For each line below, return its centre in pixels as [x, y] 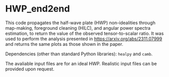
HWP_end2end [38, 9]
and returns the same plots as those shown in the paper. [64, 44]
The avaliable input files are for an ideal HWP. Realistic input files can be [81, 63]
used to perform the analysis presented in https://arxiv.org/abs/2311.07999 [84, 39]
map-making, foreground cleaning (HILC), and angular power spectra [78, 28]
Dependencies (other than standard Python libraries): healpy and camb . [79, 54]
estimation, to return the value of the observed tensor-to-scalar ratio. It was [84, 33]
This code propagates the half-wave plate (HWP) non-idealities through [80, 23]
